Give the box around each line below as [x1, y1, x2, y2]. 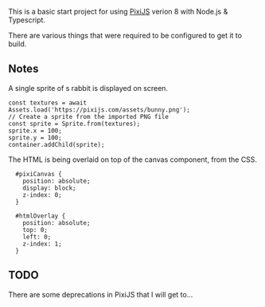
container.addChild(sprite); [8, 140, 105, 148]
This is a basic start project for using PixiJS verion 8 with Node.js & [8, 7, 228, 16]
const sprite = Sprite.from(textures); [8, 120, 141, 128]
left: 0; [22, 233, 52, 241]
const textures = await [8, 99, 88, 107]
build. [8, 39, 27, 49]
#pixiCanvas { [15, 170, 62, 178]
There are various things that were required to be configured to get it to [8, 31, 243, 40]
